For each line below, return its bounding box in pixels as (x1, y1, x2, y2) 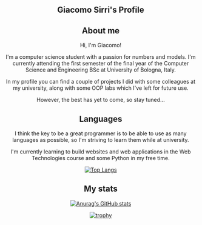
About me (81, 25, 120, 36)
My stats (83, 184, 118, 194)
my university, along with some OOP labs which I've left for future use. (13, 84, 189, 92)
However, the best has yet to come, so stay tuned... (36, 96, 165, 104)
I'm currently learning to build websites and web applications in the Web (10, 148, 191, 155)
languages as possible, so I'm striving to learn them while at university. (12, 136, 189, 144)
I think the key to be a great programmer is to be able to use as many (15, 130, 187, 137)
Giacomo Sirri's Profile (57, 5, 144, 15)
